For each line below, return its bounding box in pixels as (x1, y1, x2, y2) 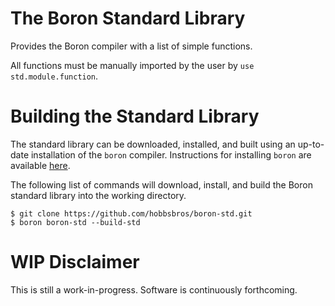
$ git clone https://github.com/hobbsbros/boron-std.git (10, 208, 253, 219)
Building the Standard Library (10, 105, 260, 128)
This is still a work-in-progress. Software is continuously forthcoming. (10, 283, 298, 296)
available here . (10, 159, 71, 171)
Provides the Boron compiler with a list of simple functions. (10, 40, 253, 52)
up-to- (297, 138, 325, 150)
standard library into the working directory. (10, 189, 187, 201)
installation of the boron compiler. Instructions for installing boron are (30, 148, 312, 161)
